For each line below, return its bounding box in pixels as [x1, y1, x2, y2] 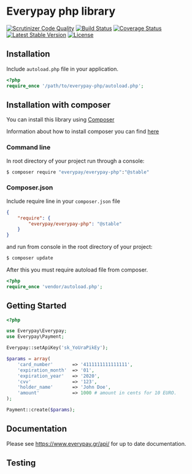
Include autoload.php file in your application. [6, 65, 118, 72]
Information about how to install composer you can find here [6, 128, 159, 136]
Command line [6, 143, 51, 151]
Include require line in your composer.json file [6, 197, 121, 205]
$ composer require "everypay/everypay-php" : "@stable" [6, 169, 150, 175]
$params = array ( [6, 356, 51, 362]
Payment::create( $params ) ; [6, 407, 75, 413]
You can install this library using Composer [6, 116, 115, 123]
